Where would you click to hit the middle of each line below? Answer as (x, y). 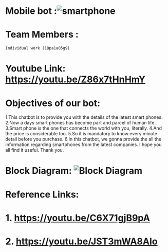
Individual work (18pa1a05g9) (38, 48)
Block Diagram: (39, 171)
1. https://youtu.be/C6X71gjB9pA (78, 218)
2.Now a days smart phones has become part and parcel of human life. (80, 123)
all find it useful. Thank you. (35, 150)
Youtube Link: (35, 69)
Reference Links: (42, 194)
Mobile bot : (31, 11)
